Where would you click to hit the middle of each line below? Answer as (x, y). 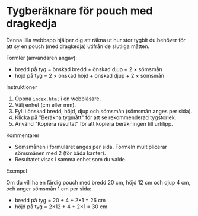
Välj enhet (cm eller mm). (45, 104)
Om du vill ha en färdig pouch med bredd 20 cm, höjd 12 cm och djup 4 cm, (98, 182)
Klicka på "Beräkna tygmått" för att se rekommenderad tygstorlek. (95, 117)
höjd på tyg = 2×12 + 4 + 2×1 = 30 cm (61, 207)
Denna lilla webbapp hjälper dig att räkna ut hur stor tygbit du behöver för (96, 40)
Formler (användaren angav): (41, 58)
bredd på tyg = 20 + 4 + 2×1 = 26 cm (60, 200)
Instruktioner (22, 87)
